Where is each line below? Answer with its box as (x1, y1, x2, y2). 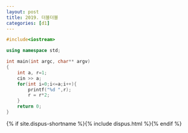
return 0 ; (17, 103, 42, 109)
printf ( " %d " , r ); (28, 86, 71, 92)
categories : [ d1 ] (6, 20, 50, 26)
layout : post (6, 8, 39, 15)
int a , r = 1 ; (17, 70, 47, 76)
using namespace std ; (6, 48, 61, 54)
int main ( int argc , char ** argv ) (6, 59, 91, 65)
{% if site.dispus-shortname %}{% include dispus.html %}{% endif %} (6, 120, 183, 127)
